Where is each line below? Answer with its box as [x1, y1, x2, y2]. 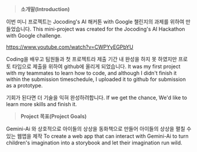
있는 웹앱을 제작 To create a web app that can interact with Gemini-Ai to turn [6, 133, 189, 140]
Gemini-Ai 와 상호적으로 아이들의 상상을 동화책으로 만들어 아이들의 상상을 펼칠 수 [6, 126, 192, 132]
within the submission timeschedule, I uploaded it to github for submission [6, 76, 186, 83]
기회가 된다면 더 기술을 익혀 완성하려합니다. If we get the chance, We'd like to [6, 94, 187, 101]
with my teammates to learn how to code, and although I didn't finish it [6, 70, 177, 76]
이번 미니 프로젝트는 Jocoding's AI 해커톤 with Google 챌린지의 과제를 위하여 [6, 18, 185, 25]
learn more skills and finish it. [6, 101, 78, 107]
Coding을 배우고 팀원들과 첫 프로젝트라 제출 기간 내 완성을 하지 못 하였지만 [6, 56, 178, 62]
